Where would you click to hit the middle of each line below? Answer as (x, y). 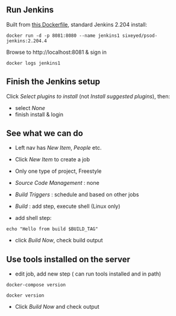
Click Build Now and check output (57, 307)
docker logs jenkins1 (33, 63)
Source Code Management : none (57, 183)
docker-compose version (36, 285)
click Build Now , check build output (59, 240)
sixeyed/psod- (140, 36)
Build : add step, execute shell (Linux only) (68, 206)
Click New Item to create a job (52, 160)
